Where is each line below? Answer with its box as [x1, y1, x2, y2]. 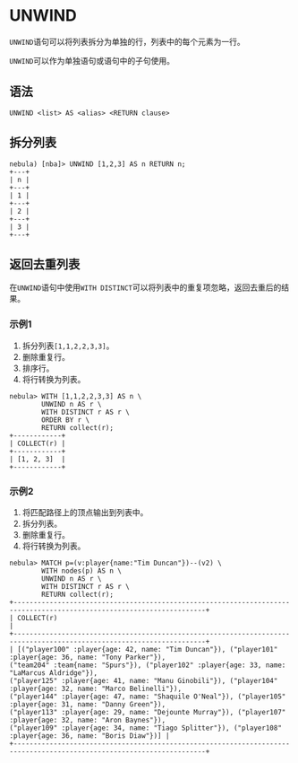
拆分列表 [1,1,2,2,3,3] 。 [21, 340, 115, 351]
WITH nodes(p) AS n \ [41, 566, 123, 575]
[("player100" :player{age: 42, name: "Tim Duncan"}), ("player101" [17, 645, 278, 653]
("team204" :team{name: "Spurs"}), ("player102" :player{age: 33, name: [9, 661, 286, 670]
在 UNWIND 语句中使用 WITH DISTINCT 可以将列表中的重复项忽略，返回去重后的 [9, 282, 282, 293]
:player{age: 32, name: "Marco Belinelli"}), [9, 684, 182, 693]
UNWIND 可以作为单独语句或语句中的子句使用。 [9, 55, 175, 66]
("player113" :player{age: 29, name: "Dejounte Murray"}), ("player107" [9, 707, 286, 716]
